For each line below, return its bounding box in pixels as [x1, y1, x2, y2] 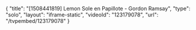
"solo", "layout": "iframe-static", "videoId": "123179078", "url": [5, 11, 159, 18]
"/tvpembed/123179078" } [5, 18, 70, 24]
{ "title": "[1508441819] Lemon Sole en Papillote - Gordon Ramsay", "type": [5, 5, 191, 12]
